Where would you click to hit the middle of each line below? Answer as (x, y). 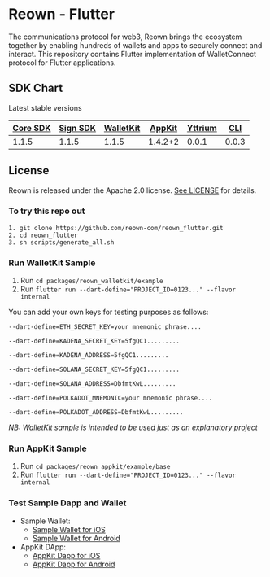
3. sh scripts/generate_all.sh (61, 242)
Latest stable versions (46, 107)
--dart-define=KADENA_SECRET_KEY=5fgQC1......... (94, 341)
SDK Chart (36, 88)
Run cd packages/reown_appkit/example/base (95, 466)
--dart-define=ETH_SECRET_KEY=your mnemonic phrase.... (105, 327)
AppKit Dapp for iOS (66, 555)
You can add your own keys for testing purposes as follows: (109, 312)
